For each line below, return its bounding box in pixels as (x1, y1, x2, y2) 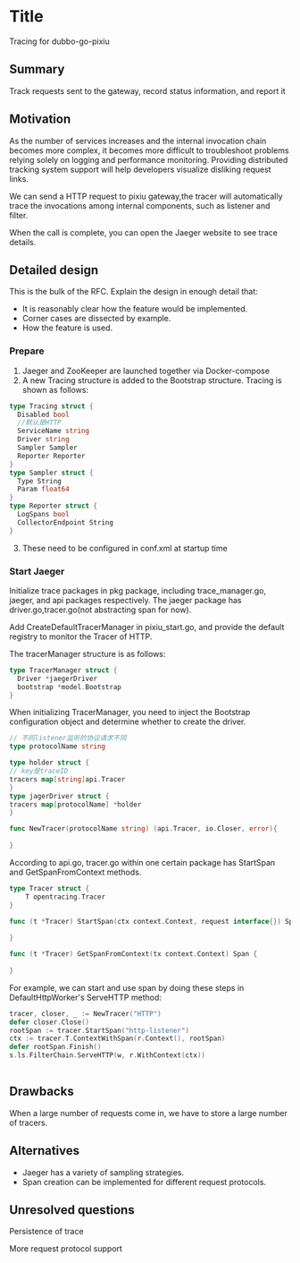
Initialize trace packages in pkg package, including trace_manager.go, (9, 585, 266, 596)
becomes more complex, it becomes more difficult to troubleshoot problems (9, 145, 289, 156)
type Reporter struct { (9, 501, 98, 511)
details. (9, 236, 37, 247)
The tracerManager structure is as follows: (9, 648, 166, 659)
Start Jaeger (9, 565, 65, 577)
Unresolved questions (9, 1202, 136, 1217)
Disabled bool (17, 410, 70, 419)
